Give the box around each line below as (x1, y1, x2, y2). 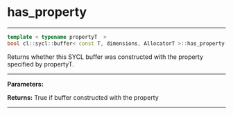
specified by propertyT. (7, 60, 74, 68)
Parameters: (7, 80, 44, 88)
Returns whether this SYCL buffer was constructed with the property (7, 53, 203, 61)
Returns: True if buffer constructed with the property (7, 93, 159, 101)
